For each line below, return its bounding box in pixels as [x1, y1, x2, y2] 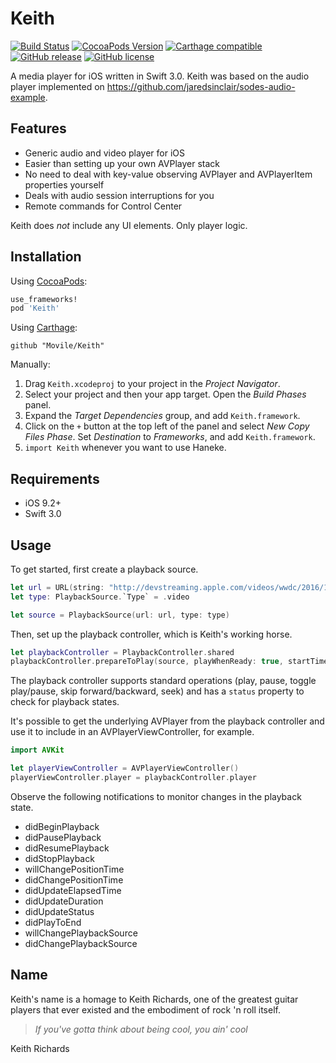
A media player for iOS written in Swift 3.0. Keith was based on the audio [10, 70, 310, 82]
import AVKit [10, 745, 65, 756]
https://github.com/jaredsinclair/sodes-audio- [106, 80, 296, 92]
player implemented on [10, 80, 105, 92]
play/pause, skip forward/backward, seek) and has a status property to [10, 685, 305, 697]
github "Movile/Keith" [10, 341, 105, 351]
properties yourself [24, 178, 105, 191]
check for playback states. [10, 696, 120, 708]
